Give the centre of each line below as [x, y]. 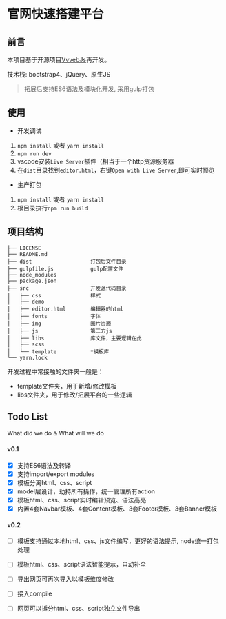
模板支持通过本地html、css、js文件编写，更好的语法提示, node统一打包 [118, 541]
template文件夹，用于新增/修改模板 [67, 386]
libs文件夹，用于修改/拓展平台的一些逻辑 [74, 395]
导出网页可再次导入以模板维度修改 [65, 579]
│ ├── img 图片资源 [59, 324]
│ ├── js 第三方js [60, 331]
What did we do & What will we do [56, 433]
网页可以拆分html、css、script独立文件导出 [79, 609]
